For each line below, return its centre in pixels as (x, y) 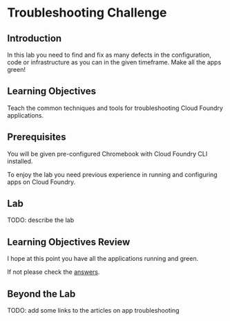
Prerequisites (37, 137)
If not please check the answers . (54, 272)
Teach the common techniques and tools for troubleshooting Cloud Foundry (115, 108)
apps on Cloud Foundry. (41, 182)
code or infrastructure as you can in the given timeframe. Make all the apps (114, 62)
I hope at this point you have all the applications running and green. (103, 259)
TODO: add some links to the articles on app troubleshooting (93, 311)
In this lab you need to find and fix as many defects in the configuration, (109, 55)
